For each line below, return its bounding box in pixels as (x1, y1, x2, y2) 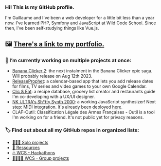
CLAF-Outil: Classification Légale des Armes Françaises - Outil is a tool (12, 109, 155, 115)
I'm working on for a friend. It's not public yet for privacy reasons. (12, 114, 144, 120)
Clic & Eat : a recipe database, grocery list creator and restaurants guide (12, 88, 156, 94)
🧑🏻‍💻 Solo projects (12, 140, 49, 146)
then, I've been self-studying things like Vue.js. (5, 25, 99, 31)
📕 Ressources (12, 145, 40, 150)
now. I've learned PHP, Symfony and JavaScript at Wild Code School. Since (5, 20, 157, 26)
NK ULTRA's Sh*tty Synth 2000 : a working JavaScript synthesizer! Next (12, 99, 156, 104)
